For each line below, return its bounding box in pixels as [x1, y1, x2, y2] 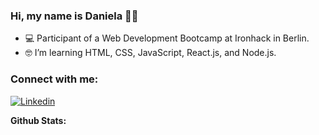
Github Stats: [10, 114, 67, 126]
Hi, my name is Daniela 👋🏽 [10, 9, 139, 23]
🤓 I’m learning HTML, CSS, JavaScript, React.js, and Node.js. [24, 47, 277, 59]
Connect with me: [10, 72, 99, 86]
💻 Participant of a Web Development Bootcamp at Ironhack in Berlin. [24, 32, 310, 44]
